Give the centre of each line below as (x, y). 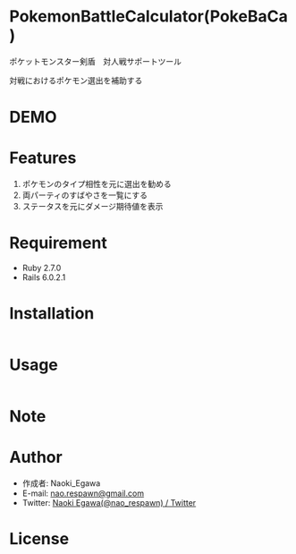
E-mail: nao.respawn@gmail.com (83, 493)
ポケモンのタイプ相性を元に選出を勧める (97, 184)
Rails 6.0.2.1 (44, 277)
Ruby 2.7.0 (42, 268)
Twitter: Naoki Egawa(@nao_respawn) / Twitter (109, 503)
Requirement (58, 243)
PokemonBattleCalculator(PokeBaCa (148, 17)
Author (36, 457)
